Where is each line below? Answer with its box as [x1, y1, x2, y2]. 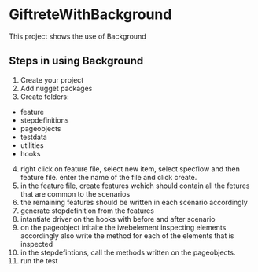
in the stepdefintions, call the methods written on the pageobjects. [20, 248, 236, 257]
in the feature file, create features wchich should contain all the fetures [20, 181, 250, 190]
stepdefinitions [20, 116, 69, 125]
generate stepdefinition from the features [20, 206, 154, 215]
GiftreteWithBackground [9, 6, 172, 24]
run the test [20, 255, 58, 265]
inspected [20, 239, 53, 248]
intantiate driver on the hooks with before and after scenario [20, 214, 216, 223]
